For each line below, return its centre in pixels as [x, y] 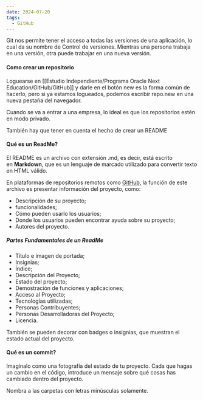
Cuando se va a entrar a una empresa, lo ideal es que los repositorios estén [101, 112]
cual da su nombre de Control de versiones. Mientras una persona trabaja [98, 47]
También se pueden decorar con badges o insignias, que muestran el [93, 332]
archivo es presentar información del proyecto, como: [74, 188]
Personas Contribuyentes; [48, 307]
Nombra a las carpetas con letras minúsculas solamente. [77, 390]
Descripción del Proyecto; [47, 275]
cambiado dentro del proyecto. [45, 379]
